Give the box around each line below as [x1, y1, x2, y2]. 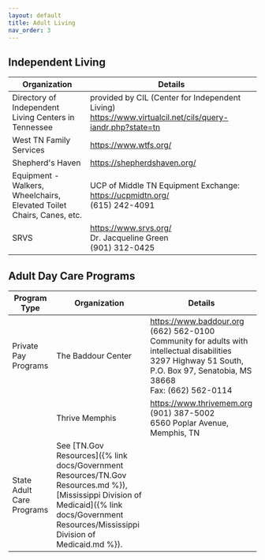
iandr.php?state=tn [90, 122, 160, 133]
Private [12, 340, 39, 351]
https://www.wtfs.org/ [90, 140, 172, 151]
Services [12, 145, 45, 156]
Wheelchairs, [12, 190, 61, 201]
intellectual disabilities [149, 345, 232, 356]
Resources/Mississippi [56, 519, 140, 530]
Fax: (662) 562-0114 [149, 385, 233, 396]
